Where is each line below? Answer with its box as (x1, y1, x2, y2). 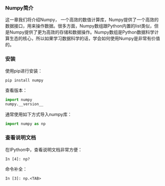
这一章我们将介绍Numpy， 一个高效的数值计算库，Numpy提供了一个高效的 (5, 16, 159, 23)
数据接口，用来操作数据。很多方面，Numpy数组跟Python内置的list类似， (5, 23, 154, 29)
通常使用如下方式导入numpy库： (5, 111, 72, 117)
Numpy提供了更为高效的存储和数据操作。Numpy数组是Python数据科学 (9, 29, 155, 35)
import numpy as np (5, 121, 46, 126)
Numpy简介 (5, 4, 34, 11)
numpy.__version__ (5, 101, 43, 107)
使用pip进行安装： (5, 67, 42, 73)
